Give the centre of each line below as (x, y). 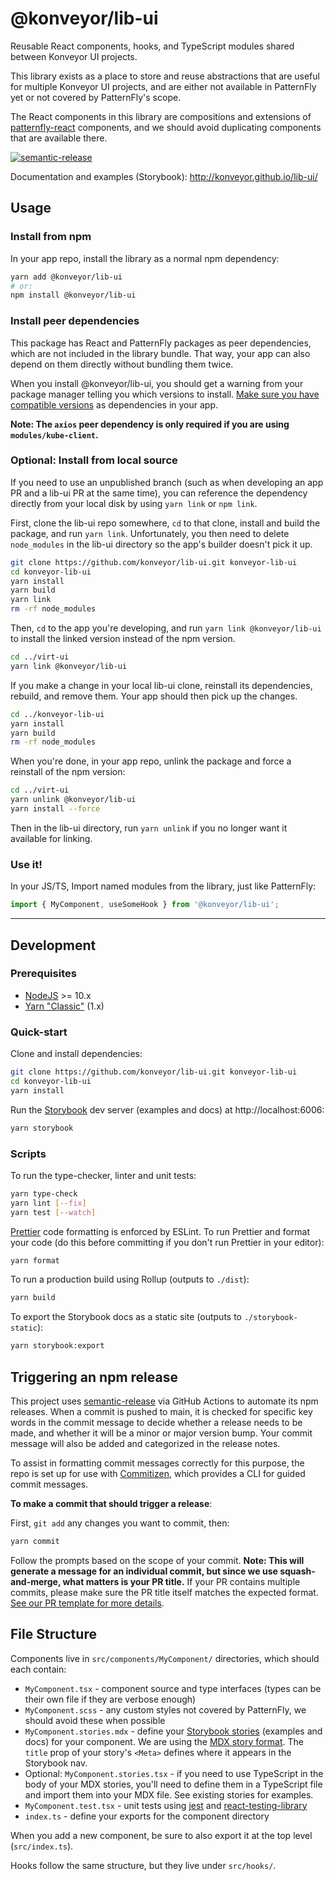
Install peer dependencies (75, 321)
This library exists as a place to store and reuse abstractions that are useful (165, 76)
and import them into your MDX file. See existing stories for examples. (169, 1794)
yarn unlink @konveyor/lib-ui (73, 800)
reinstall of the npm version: (68, 772)
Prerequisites (43, 974)
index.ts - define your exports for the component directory (147, 1816)
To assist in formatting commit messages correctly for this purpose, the (157, 1463)
